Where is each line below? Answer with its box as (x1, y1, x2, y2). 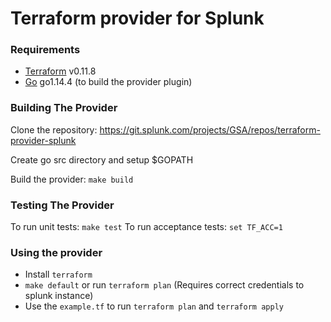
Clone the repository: (10, 123, 98, 136)
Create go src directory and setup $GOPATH (10, 153, 194, 166)
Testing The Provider (10, 198, 115, 212)
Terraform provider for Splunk (10, 7, 265, 30)
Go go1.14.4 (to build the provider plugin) (24, 76, 193, 88)
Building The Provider (10, 101, 118, 115)
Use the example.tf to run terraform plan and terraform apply (24, 300, 284, 312)
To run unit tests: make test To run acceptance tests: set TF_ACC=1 (10, 221, 283, 233)
